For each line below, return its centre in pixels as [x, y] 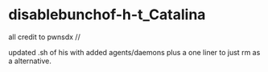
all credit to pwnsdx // [44, 37]
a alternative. [30, 61]
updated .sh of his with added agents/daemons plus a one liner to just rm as [134, 52]
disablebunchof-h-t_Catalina [107, 15]
